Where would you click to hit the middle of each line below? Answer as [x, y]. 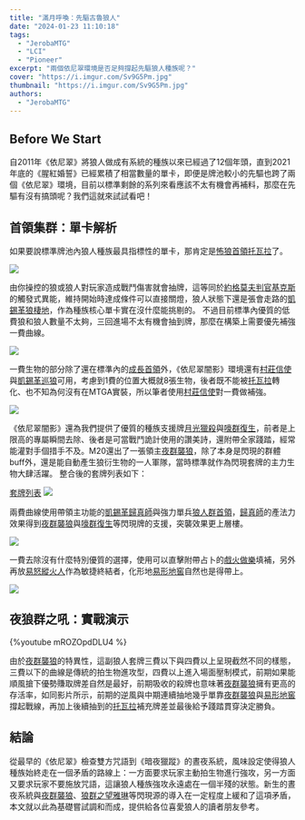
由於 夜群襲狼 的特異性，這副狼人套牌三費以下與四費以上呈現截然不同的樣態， [152, 660]
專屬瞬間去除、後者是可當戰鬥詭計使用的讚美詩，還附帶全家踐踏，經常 [164, 440]
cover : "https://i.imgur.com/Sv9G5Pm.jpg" [91, 77]
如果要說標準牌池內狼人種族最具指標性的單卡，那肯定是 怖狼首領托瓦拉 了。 [148, 251]
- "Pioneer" [40, 60]
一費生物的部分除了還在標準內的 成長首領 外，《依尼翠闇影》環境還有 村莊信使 [151, 369]
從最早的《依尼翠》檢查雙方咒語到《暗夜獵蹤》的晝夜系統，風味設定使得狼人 [152, 761]
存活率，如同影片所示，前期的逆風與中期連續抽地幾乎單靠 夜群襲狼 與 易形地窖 [152, 695]
